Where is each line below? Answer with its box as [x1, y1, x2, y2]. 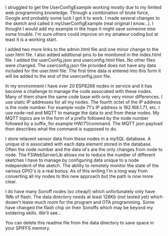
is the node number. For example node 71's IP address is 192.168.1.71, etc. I [5, 105, 160, 110]
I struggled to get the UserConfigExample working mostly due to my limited [5, 5, 162, 10]
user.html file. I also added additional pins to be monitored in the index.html [5, 52, 161, 58]
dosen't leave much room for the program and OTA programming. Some [5, 199, 155, 205]
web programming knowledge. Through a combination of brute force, [5, 10, 150, 16]
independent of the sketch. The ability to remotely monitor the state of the [5, 163, 159, 168]
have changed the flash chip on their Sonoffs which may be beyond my [5, 205, 153, 210]
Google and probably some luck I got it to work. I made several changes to [5, 15, 160, 21]
